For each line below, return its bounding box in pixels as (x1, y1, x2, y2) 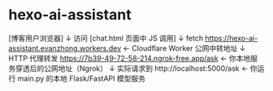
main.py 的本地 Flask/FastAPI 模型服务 (17, 73, 146, 83)
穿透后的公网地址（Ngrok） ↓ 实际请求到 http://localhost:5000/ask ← (15, 63, 249, 73)
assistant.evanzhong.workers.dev (8, 43, 122, 53)
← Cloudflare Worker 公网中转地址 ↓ (123, 43, 246, 53)
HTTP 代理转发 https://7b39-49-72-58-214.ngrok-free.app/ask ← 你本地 (8, 53, 251, 63)
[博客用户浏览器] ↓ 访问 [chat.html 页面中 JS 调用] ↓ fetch (8, 33, 204, 43)
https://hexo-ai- (205, 33, 258, 43)
